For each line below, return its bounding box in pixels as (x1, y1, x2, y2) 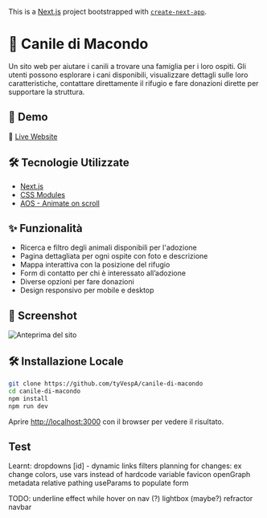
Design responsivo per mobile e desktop (19, 285, 154, 296)
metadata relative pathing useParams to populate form (8, 478, 189, 488)
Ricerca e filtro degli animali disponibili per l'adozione (19, 243, 197, 252)
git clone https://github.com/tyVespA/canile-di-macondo (8, 380, 203, 388)
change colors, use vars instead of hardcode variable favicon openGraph (8, 470, 251, 479)
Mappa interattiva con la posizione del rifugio (19, 260, 170, 270)
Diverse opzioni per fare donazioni (19, 277, 134, 287)
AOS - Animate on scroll (19, 198, 101, 208)
